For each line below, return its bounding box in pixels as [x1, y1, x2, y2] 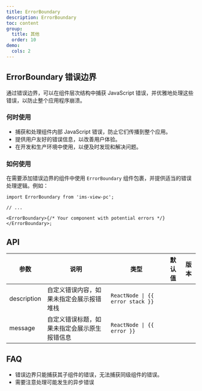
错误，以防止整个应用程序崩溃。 [6, 97, 85, 104]
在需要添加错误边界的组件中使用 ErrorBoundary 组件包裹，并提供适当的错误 [6, 174, 192, 182]
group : [6, 25, 23, 32]
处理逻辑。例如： [6, 182, 49, 189]
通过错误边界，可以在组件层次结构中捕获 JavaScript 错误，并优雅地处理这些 [6, 89, 194, 97]
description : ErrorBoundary [6, 14, 77, 21]
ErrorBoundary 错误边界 [6, 72, 97, 82]
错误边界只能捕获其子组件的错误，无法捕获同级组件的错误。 [14, 370, 163, 378]
